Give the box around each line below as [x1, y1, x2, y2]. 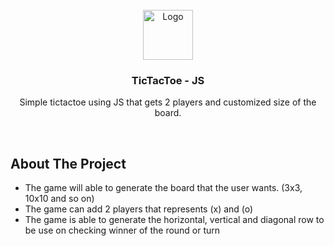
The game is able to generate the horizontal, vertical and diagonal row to [24, 214, 325, 226]
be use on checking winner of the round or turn [24, 224, 221, 237]
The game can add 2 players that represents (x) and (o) [24, 203, 254, 215]
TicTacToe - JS [131, 73, 205, 87]
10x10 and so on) [24, 193, 95, 205]
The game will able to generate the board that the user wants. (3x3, [24, 182, 303, 194]
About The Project [10, 155, 127, 172]
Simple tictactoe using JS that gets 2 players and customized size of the [19, 96, 317, 108]
